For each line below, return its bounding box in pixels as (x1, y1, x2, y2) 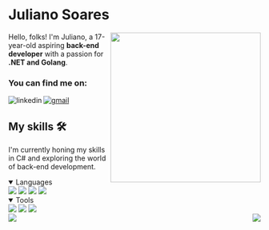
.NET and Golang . (8, 57, 68, 67)
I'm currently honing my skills (8, 145, 106, 155)
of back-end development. (8, 162, 96, 172)
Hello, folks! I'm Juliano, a (8, 32, 94, 42)
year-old (8, 40, 37, 50)
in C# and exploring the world (8, 153, 106, 163)
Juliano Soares (8, 6, 110, 24)
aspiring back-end (38, 40, 100, 50)
